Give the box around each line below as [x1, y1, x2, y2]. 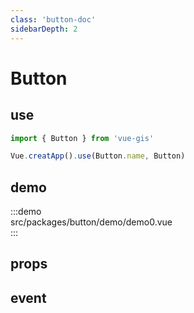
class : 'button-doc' [10, 14, 97, 25]
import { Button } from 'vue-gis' [10, 133, 155, 143]
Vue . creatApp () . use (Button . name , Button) [10, 151, 186, 161]
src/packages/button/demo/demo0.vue [10, 216, 173, 228]
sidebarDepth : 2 [10, 24, 78, 34]
